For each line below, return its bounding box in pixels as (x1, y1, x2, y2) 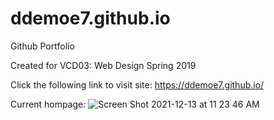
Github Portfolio (10, 40, 75, 52)
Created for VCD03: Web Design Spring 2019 (10, 59, 197, 71)
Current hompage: (10, 98, 87, 110)
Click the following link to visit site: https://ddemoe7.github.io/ (10, 78, 265, 91)
